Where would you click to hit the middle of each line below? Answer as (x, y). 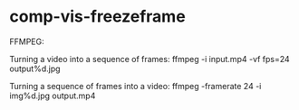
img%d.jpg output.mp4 (53, 96)
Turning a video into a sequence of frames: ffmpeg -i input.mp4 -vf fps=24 (149, 59)
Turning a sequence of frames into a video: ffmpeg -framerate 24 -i (135, 86)
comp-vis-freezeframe (97, 17)
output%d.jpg (35, 69)
